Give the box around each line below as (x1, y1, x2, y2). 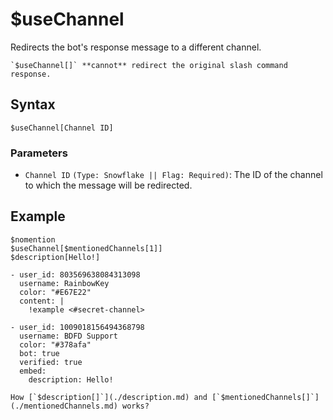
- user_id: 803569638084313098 (10, 269, 141, 280)
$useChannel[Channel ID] (10, 123, 114, 133)
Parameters (10, 146, 68, 160)
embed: (19, 366, 47, 376)
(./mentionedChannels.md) (10, 401, 118, 411)
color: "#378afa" (19, 339, 92, 350)
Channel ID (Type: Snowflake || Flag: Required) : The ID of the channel (24, 169, 323, 181)
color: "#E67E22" (19, 287, 92, 297)
